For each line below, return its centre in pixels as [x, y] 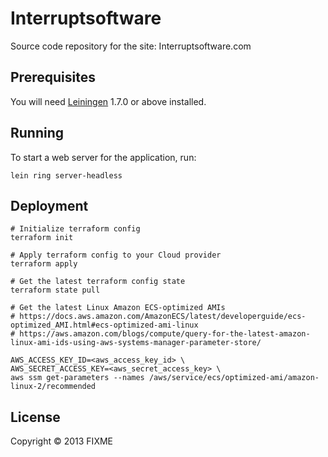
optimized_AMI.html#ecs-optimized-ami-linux [104, 325]
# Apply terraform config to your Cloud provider [116, 255]
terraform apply [44, 264]
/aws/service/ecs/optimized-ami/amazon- [234, 378]
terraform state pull [55, 290]
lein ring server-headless [66, 175]
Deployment [49, 205]
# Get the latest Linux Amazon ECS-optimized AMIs [118, 308]
